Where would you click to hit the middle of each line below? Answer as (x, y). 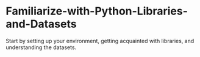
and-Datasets (41, 24)
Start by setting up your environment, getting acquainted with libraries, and (100, 41)
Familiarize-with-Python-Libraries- (97, 11)
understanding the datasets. (41, 47)
